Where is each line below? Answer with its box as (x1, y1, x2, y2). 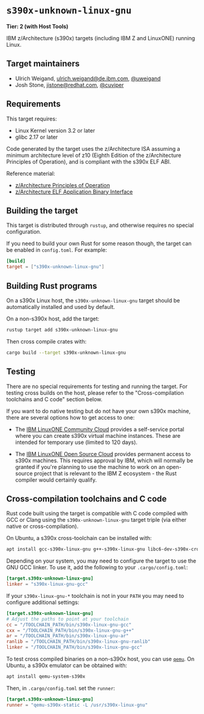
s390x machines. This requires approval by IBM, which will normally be (15, 457, 193, 464)
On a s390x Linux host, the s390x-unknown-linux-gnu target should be (6, 297, 180, 304)
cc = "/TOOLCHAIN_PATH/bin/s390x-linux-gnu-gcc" (6, 622, 132, 628)
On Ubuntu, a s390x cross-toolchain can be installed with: (6, 535, 152, 542)
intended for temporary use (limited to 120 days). (15, 438, 138, 446)
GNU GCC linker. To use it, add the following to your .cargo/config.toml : (6, 564, 188, 571)
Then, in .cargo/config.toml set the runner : (6, 684, 115, 691)
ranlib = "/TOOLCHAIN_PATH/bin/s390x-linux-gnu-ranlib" (6, 639, 151, 645)
